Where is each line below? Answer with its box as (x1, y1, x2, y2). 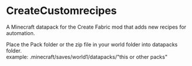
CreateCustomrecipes (6, 4, 117, 18)
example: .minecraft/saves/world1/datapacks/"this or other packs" (6, 53, 168, 60)
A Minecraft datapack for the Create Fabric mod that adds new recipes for (6, 23, 187, 30)
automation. (6, 29, 35, 36)
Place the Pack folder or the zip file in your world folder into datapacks (6, 41, 178, 48)
